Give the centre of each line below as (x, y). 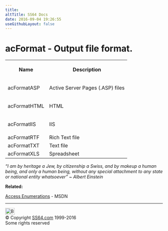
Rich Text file (64, 138)
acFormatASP (24, 88)
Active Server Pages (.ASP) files (87, 88)
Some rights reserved (27, 223)
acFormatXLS (24, 154)
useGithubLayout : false (30, 24)
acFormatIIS (22, 125)
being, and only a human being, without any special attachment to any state (84, 172)
